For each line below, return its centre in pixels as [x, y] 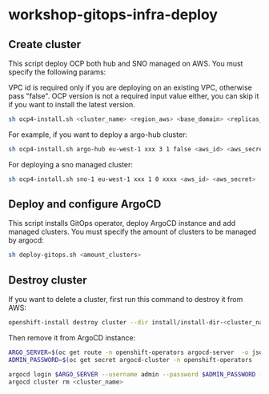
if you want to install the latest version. [72, 105]
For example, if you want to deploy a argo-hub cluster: [98, 135]
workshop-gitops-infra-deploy [113, 15]
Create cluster [45, 44]
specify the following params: [57, 72]
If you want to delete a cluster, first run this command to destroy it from [126, 300]
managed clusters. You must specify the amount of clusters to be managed [132, 232]
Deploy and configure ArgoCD [85, 205]
